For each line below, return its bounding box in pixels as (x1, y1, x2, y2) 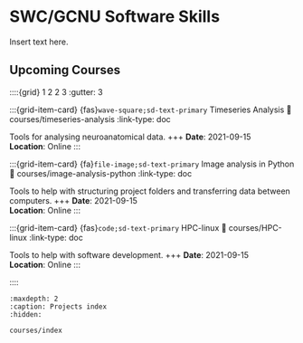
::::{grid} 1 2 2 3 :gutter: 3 (9, 86, 103, 97)
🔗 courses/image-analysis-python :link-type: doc (9, 167, 193, 178)
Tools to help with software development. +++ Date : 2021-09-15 (9, 249, 250, 260)
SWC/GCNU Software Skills (9, 6, 220, 27)
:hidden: (9, 310, 43, 319)
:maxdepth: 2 (9, 294, 59, 303)
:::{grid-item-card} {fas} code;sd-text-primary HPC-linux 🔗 (9, 222, 227, 233)
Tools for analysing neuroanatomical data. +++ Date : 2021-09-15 (9, 131, 251, 142)
